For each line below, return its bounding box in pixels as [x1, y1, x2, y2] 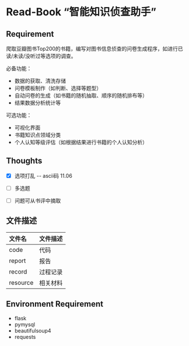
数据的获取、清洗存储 [14, 77, 66, 84]
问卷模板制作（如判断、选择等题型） [14, 85, 102, 91]
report [9, 257, 26, 265]
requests [14, 333, 36, 340]
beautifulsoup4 [14, 327, 51, 334]
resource [9, 278, 34, 286]
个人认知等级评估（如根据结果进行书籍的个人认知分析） [14, 139, 148, 146]
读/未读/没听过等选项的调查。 [6, 53, 77, 59]
